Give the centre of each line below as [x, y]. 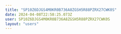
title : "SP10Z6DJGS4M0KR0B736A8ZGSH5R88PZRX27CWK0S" [61, 10]
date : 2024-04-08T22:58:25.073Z [39, 14]
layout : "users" [22, 24]
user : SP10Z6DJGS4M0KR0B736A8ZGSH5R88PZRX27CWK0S [58, 19]
